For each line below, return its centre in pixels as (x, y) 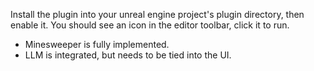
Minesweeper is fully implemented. (97, 44)
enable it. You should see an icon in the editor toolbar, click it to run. (150, 25)
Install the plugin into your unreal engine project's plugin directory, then (157, 14)
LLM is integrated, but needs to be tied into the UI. (128, 55)
